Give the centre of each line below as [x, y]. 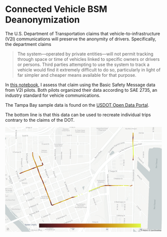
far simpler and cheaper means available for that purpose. [77, 75]
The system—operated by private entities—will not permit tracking [85, 54]
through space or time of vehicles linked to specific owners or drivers [88, 59]
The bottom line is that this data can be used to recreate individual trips [78, 115]
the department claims [28, 44]
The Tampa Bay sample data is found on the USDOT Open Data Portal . [77, 105]
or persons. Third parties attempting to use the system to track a [83, 64]
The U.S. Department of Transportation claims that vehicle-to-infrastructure [83, 33]
